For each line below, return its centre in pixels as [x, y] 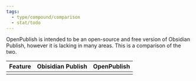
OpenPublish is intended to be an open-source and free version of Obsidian [98, 40]
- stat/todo [26, 22]
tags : [13, 12]
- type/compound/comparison [46, 17]
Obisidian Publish [62, 67]
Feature [20, 67]
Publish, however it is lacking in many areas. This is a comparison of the [94, 46]
